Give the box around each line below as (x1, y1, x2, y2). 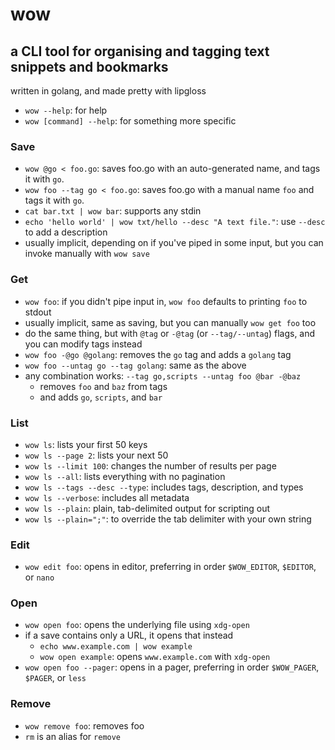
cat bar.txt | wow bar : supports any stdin (24, 205, 202, 217)
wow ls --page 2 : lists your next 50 (24, 449, 169, 461)
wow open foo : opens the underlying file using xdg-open (24, 619, 250, 631)
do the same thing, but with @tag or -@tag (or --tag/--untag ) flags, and (24, 327, 316, 339)
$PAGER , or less (24, 672, 87, 684)
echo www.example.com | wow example (39, 642, 193, 652)
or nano (24, 571, 55, 583)
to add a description (24, 226, 108, 238)
